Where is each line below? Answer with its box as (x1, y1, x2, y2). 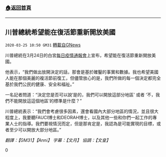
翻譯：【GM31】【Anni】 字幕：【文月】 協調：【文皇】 (5, 137, 111, 143)
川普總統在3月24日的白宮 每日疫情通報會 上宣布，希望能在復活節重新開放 (5, 53, 152, 59)
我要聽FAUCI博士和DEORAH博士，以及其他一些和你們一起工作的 (22, 115, 153, 121)
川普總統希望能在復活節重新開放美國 (5, 28, 116, 36)
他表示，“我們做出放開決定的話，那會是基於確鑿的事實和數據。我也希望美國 (5, 69, 159, 75)
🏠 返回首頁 (5, 4, 32, 11)
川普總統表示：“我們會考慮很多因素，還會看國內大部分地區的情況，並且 (5, 108, 150, 114)
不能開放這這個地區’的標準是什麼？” (9, 98, 82, 104)
